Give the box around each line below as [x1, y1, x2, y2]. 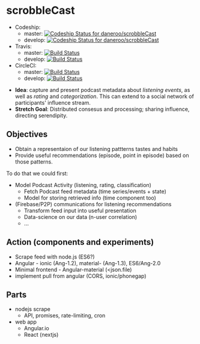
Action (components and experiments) [6, 237, 154, 247]
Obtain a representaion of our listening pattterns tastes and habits [14, 145, 178, 152]
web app [14, 318, 37, 325]
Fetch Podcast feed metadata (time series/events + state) [23, 188, 167, 195]
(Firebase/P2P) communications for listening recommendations [14, 200, 172, 207]
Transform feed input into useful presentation [23, 207, 136, 214]
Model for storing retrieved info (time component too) [23, 194, 156, 201]
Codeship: [14, 23, 41, 31]
